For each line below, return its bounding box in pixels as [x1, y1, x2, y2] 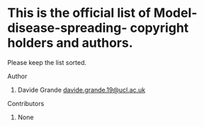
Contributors [7, 99, 45, 107]
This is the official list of [7, 5, 151, 21]
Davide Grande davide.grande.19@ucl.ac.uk [17, 85, 146, 94]
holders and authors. [7, 35, 133, 51]
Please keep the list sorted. [7, 58, 87, 66]
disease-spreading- [7, 20, 127, 36]
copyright [130, 20, 189, 36]
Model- [153, 5, 198, 21]
